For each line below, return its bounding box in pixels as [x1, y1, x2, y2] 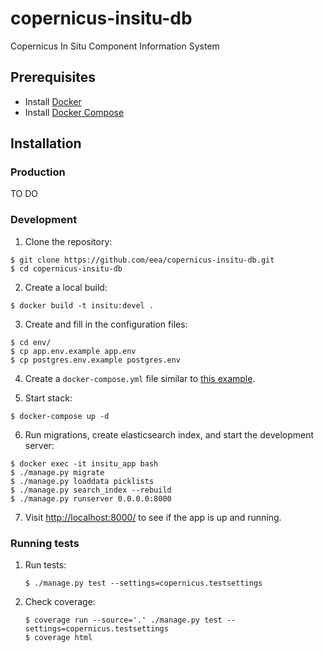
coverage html [34, 633, 93, 643]
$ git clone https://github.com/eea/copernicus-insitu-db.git [10, 255, 275, 265]
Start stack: [24, 392, 73, 404]
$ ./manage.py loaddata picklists [10, 476, 155, 486]
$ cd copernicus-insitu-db [10, 263, 123, 274]
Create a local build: [24, 281, 108, 293]
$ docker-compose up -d [10, 411, 110, 421]
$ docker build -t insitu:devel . [10, 300, 155, 311]
